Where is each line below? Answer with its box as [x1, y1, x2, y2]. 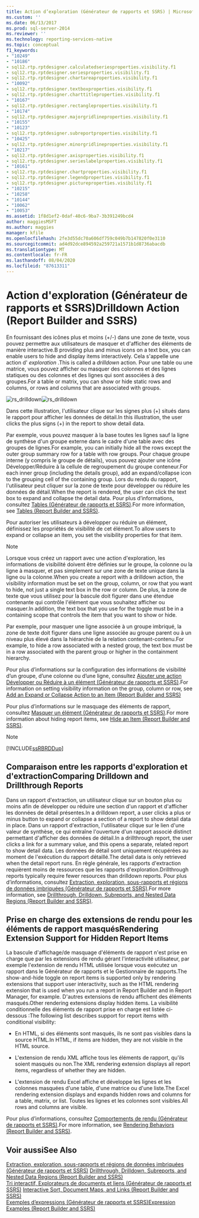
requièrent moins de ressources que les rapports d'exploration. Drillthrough [6, 866, 189, 873]
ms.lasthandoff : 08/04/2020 [6, 258, 76, 263]
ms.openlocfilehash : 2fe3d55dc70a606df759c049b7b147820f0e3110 [6, 236, 166, 241]
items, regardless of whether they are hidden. [14, 1067, 126, 1074]
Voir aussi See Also [6, 1145, 77, 1155]
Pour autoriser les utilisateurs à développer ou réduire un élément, [6, 519, 168, 526]
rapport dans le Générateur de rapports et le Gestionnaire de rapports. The [6, 968, 188, 975]
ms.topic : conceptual [6, 42, 60, 48]
